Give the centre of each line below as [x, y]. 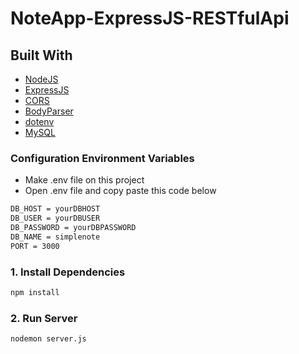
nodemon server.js [48, 339]
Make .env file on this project [84, 180]
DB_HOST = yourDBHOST [55, 209]
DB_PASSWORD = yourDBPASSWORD [73, 228]
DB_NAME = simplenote [55, 237]
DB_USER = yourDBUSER [55, 218]
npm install [35, 292]
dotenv [39, 121]
